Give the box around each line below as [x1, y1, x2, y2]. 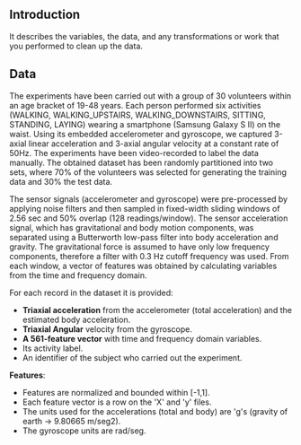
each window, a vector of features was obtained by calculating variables [9, 260, 278, 271]
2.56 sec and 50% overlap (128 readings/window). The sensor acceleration [9, 213, 288, 223]
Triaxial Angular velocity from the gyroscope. [22, 323, 193, 335]
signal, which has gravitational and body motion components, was [9, 222, 254, 232]
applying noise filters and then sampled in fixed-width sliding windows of [9, 203, 280, 214]
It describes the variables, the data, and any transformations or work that [9, 31, 280, 41]
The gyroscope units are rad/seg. [22, 425, 146, 436]
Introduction [9, 7, 81, 22]
